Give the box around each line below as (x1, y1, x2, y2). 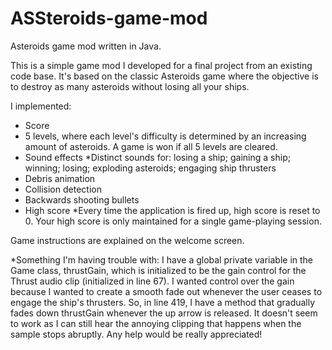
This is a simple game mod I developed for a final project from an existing (10, 59, 313, 71)
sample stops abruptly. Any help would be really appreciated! (10, 328, 263, 340)
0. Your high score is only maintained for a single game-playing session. (24, 215, 322, 227)
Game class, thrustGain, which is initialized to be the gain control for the (10, 264, 307, 276)
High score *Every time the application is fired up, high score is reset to (24, 204, 321, 216)
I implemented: (10, 100, 72, 112)
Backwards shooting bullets (24, 193, 140, 206)
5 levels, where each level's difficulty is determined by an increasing (24, 130, 307, 142)
